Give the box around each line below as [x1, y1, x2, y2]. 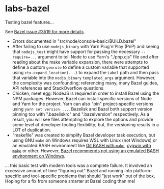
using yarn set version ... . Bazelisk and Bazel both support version [12, 106, 153, 112]
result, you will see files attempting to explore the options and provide [12, 116, 154, 122]
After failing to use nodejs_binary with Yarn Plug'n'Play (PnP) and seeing [12, 43, 160, 49]
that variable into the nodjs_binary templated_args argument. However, [12, 75, 156, 81]
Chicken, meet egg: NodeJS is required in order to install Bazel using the [12, 90, 160, 96]
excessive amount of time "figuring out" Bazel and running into [5, 167, 133, 173]
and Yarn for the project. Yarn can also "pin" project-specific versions [12, 101, 154, 107]
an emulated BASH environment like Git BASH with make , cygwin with [12, 142, 151, 148]
